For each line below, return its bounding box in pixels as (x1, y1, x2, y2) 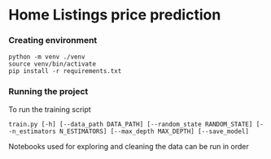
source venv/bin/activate (8, 60, 96, 68)
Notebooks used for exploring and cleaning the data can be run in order (8, 141, 250, 151)
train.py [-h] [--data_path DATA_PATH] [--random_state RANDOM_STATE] (8, 120, 253, 128)
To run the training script (8, 104, 91, 114)
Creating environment (8, 35, 98, 46)
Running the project (8, 86, 89, 97)
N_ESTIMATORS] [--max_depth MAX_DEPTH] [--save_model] (59, 127, 250, 135)
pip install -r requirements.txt (8, 67, 122, 75)
